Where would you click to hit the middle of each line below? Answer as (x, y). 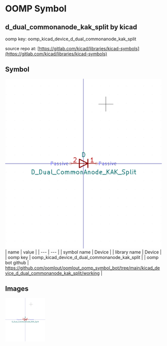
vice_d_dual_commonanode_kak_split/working (52, 273)
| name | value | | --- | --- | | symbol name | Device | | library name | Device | (83, 252)
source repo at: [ (22, 48)
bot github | (17, 262)
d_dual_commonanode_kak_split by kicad (71, 27)
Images (17, 289)
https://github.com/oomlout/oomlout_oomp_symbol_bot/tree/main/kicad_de (83, 268)
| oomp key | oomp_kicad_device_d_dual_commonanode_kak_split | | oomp (82, 257)
